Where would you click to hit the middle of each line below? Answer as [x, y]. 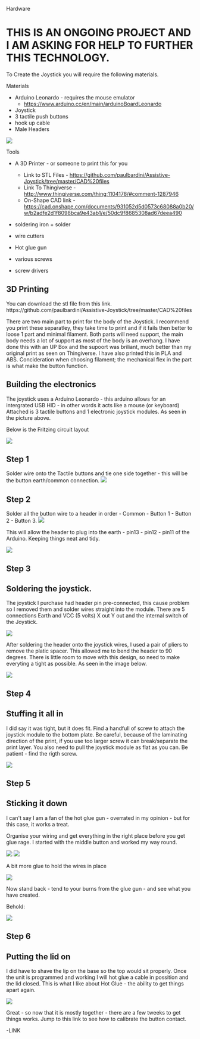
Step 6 [18, 936]
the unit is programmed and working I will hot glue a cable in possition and [97, 977]
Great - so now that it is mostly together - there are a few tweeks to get [93, 1013]
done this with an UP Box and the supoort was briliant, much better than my [99, 347]
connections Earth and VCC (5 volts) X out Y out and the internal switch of [97, 616]
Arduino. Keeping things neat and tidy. [53, 539]
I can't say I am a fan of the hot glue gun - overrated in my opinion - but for [98, 818]
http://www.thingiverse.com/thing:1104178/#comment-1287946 [101, 194]
